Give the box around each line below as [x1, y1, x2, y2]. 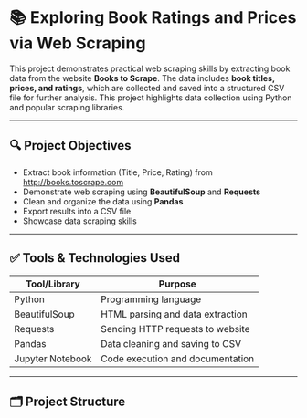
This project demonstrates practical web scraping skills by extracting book [9, 63, 291, 74]
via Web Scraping [9, 33, 146, 54]
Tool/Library [26, 277, 80, 290]
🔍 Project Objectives [9, 138, 132, 153]
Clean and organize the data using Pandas [22, 195, 184, 206]
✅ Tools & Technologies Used [9, 250, 181, 266]
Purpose [158, 277, 196, 290]
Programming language [100, 293, 202, 306]
